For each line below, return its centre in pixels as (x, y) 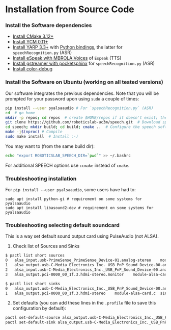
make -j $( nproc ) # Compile (34, 132)
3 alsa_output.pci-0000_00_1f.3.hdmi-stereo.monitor (65, 274)
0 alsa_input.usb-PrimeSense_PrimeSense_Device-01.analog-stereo (78, 260)
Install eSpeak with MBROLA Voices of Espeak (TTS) (67, 58)
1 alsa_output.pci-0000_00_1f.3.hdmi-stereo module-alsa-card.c (81, 293)
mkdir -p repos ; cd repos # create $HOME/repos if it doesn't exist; (82, 118)
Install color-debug (32, 69)
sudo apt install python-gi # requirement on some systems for (74, 199)
